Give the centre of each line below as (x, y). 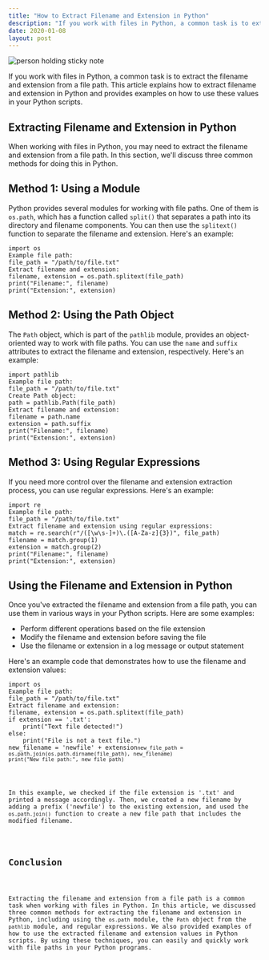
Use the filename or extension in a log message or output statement (132, 646)
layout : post (30, 38)
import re (25, 505)
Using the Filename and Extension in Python (120, 585)
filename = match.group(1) (53, 540)
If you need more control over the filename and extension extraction (120, 481)
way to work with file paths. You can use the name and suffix (137, 342)
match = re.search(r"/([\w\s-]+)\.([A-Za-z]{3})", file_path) (114, 533)
